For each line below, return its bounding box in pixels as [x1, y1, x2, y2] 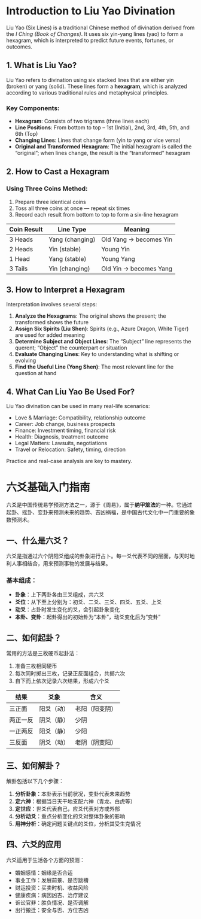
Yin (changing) [48, 264, 90, 273]
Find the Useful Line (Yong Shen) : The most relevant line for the [14, 363, 174, 370]
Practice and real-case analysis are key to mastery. [6, 458, 133, 465]
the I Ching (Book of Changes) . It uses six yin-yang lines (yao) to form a [6, 30, 184, 37]
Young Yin [101, 245, 130, 253]
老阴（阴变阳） [75, 738, 118, 747]
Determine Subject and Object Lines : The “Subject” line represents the [14, 337, 191, 345]
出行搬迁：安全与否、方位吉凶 [14, 906, 89, 914]
